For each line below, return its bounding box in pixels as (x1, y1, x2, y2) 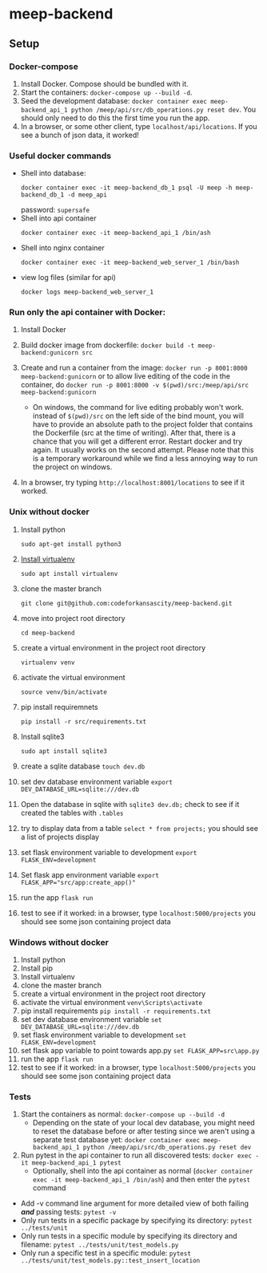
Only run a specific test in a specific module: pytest (20, 1248, 191, 1258)
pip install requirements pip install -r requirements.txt (20, 1006, 211, 1016)
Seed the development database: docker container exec (20, 95, 207, 105)
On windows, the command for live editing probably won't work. (32, 403, 245, 412)
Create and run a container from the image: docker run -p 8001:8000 (20, 363, 248, 373)
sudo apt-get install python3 (20, 540, 122, 548)
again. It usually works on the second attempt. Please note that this (32, 445, 254, 455)
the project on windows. (32, 462, 113, 472)
